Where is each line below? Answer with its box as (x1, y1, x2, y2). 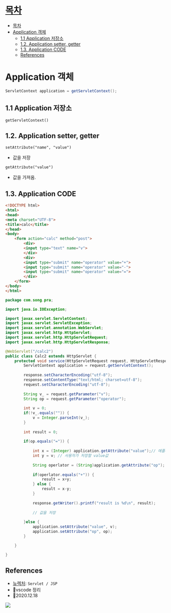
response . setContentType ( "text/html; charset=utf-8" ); (23, 377, 142, 382)
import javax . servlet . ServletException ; (5, 321, 93, 326)
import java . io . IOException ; (5, 306, 67, 312)
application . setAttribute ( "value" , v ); (32, 524, 117, 529)
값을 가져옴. (12, 174, 37, 181)
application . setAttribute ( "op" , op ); (32, 529, 113, 534)
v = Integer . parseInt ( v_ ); (32, 415, 90, 421)
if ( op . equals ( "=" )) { (23, 439, 70, 444)
